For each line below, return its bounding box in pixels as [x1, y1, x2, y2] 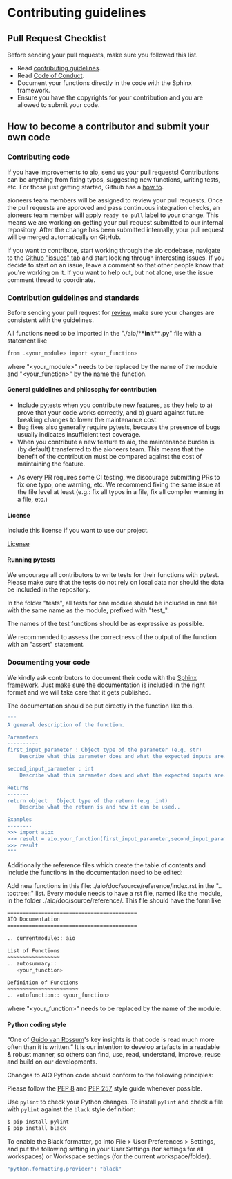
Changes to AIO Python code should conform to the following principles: [7, 1071, 213, 1079]
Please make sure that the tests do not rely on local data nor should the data [7, 578, 224, 587]
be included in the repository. [7, 585, 91, 594]
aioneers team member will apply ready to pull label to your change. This [7, 211, 219, 219]
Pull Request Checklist [7, 32, 106, 44]
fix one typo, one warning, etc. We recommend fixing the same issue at [17, 480, 221, 489]
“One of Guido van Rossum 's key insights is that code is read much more [7, 1035, 215, 1044]
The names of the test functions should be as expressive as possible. [7, 620, 204, 628]
